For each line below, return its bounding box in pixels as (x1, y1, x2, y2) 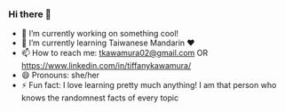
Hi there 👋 (8, 8, 52, 20)
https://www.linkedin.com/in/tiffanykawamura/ (20, 60, 192, 71)
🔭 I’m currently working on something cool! (20, 28, 179, 39)
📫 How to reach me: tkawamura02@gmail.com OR (20, 48, 209, 59)
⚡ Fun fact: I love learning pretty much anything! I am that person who (20, 80, 277, 91)
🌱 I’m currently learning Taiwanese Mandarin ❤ (20, 37, 195, 48)
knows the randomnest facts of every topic (20, 92, 179, 103)
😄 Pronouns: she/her (20, 70, 99, 81)
